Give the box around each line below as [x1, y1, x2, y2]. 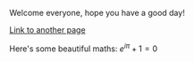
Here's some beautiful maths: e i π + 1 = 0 [9, 42, 158, 54]
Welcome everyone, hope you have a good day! [9, 8, 185, 18]
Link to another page [9, 25, 87, 34]
